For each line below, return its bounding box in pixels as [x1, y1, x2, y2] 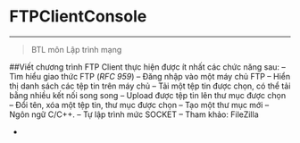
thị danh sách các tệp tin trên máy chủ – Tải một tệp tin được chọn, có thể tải [9, 80, 291, 91]
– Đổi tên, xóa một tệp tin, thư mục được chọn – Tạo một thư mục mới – [9, 99, 270, 110]
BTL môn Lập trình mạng [30, 44, 122, 55]
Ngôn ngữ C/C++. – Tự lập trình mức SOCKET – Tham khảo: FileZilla [9, 109, 259, 120]
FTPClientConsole [9, 6, 147, 27]
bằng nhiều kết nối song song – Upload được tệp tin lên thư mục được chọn [9, 89, 287, 100]
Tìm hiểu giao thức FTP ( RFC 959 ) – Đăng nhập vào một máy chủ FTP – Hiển [9, 71, 291, 81]
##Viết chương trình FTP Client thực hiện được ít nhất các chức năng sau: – [9, 61, 286, 72]
